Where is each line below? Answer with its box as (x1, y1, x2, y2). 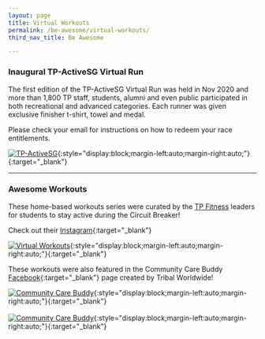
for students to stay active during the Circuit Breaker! (8, 210, 181, 219)
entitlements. (8, 133, 51, 143)
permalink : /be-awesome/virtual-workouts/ (8, 26, 150, 34)
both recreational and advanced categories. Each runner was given (8, 101, 227, 110)
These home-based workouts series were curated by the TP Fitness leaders (8, 202, 256, 211)
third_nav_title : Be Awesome (8, 33, 104, 42)
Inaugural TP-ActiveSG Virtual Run (8, 66, 144, 77)
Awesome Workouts (8, 184, 88, 195)
